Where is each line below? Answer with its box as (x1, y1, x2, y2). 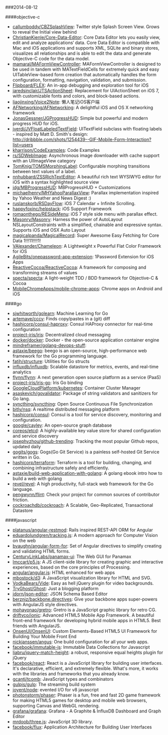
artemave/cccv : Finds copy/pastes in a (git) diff (12, 316, 110, 321)
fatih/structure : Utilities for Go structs (12, 358, 90, 364)
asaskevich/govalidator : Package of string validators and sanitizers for (12, 391, 158, 396)
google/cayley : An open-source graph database (12, 422, 112, 428)
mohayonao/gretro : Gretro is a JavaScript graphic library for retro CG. (12, 607, 156, 613)
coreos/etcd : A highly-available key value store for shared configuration (12, 428, 161, 433)
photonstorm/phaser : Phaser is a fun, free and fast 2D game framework (12, 692, 161, 698)
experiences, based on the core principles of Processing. (12, 564, 131, 570)
